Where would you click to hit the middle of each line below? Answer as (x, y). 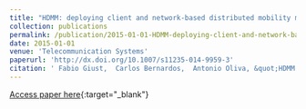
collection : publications (58, 26)
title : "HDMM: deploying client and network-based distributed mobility (150, 18)
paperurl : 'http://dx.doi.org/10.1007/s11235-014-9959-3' (122, 60)
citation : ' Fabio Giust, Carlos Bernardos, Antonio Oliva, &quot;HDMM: (154, 69)
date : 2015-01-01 (42, 43)
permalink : (30, 35)
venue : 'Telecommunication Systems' (79, 52)
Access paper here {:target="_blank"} (79, 94)
